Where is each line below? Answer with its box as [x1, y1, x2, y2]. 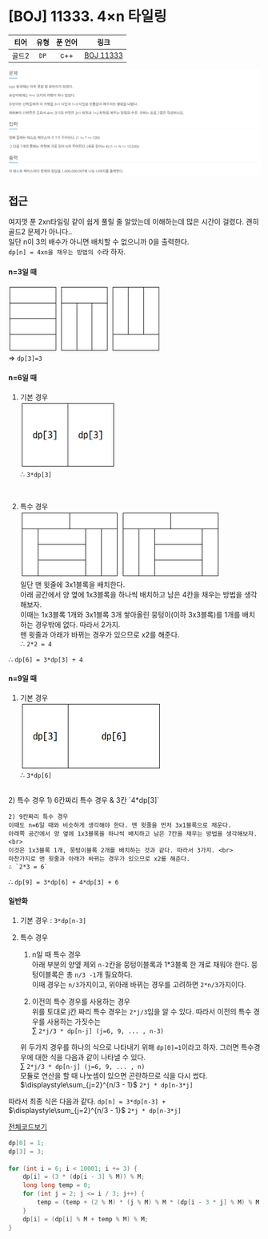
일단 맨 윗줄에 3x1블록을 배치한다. [19, 579, 126, 589]
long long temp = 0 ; [22, 1181, 91, 1189]
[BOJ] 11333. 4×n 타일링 [8, 7, 167, 26]
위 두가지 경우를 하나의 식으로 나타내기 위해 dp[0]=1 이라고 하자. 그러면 [19, 1042, 240, 1051]
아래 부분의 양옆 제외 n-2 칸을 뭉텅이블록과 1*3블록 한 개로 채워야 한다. [31, 959, 250, 969]
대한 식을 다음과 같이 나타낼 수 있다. [34, 1052, 146, 1062]
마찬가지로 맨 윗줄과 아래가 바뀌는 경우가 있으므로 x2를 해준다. [8, 855, 190, 863]
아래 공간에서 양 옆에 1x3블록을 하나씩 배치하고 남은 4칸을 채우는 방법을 [19, 589, 242, 599]
